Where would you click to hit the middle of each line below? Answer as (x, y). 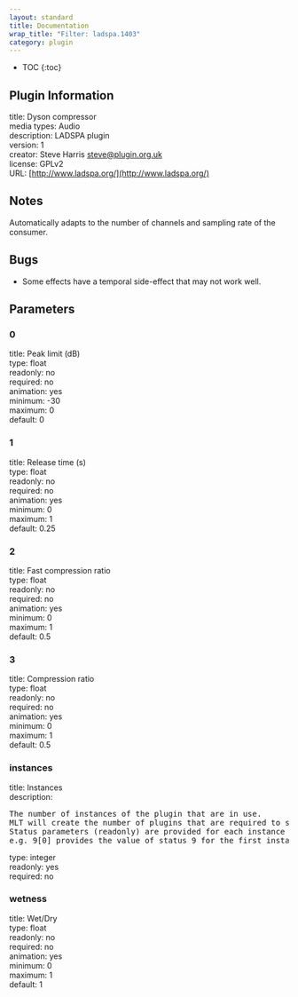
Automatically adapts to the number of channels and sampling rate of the (143, 222)
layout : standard (41, 17)
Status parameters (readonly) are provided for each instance (147, 831)
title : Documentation (49, 26)
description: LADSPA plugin (59, 136)
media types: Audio (45, 126)
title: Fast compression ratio (60, 570)
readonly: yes (34, 866)
